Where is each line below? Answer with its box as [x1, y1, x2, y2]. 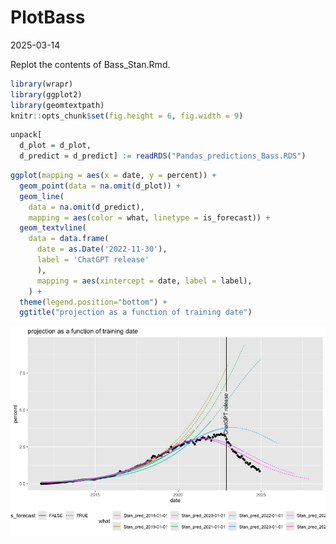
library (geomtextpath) [10, 100, 105, 110]
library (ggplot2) [10, 89, 83, 100]
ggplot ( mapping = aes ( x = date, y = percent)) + [10, 171, 217, 181]
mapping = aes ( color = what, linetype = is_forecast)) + [28, 212, 271, 223]
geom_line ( [19, 191, 65, 201]
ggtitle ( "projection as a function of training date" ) [19, 307, 253, 318]
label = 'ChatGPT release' [36, 255, 150, 265]
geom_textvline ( [19, 223, 87, 233]
